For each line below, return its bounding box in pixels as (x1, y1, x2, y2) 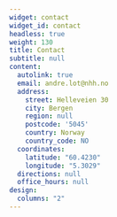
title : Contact (9, 46, 66, 55)
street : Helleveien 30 (25, 95, 109, 105)
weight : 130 (9, 37, 53, 47)
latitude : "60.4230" (25, 152, 101, 162)
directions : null (17, 169, 82, 178)
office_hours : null (17, 178, 90, 187)
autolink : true (17, 71, 74, 80)
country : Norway (25, 128, 86, 137)
